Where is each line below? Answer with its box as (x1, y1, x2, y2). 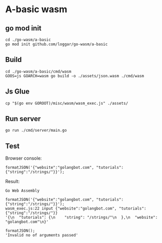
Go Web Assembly (5, 188, 40, 194)
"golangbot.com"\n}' (5, 220, 49, 225)
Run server (5, 114, 41, 123)
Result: (5, 178, 20, 185)
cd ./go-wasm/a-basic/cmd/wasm (5, 69, 72, 74)
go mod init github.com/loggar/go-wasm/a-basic (5, 42, 108, 47)
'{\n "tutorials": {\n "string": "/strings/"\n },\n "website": (5, 215, 158, 220)
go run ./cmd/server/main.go (5, 128, 67, 133)
